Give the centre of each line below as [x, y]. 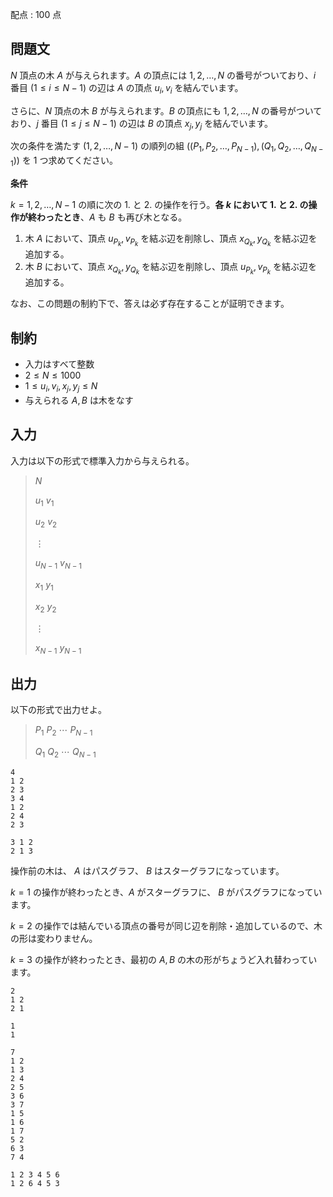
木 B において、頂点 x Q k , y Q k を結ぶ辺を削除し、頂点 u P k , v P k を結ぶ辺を [171, 269]
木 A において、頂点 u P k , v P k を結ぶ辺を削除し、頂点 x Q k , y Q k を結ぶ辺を [171, 240]
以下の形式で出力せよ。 [58, 710]
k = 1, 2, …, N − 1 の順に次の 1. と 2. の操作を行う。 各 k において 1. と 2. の [159, 204]
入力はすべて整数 [59, 364]
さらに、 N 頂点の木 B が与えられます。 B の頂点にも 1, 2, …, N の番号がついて [166, 110]
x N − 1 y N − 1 [58, 648]
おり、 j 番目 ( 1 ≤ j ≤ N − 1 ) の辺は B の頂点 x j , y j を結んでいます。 [142, 124]
